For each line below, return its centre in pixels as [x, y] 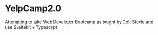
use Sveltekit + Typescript [31, 27]
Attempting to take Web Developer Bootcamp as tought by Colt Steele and [79, 22]
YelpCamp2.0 [33, 9]
